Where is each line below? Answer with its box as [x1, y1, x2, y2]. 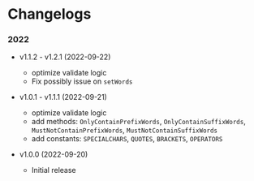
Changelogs [7, 5, 92, 24]
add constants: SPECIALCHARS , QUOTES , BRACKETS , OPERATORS [31, 134, 223, 144]
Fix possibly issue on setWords [31, 76, 133, 86]
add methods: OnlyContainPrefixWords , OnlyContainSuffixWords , [31, 117, 247, 127]
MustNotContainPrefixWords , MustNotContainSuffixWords [31, 125, 218, 135]
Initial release [31, 166, 76, 175]
